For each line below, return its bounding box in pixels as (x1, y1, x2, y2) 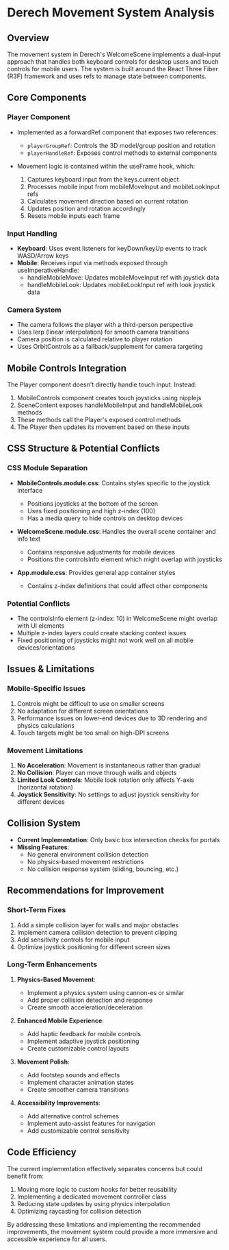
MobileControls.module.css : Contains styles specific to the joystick (16, 478, 211, 487)
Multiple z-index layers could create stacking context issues (16, 629, 187, 637)
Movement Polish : (16, 1057, 70, 1066)
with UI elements (16, 622, 65, 630)
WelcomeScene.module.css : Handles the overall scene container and (16, 527, 217, 535)
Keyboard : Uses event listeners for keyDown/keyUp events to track (16, 244, 207, 252)
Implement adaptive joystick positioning (27, 1037, 139, 1045)
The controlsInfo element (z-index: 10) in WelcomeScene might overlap (16, 615, 218, 623)
